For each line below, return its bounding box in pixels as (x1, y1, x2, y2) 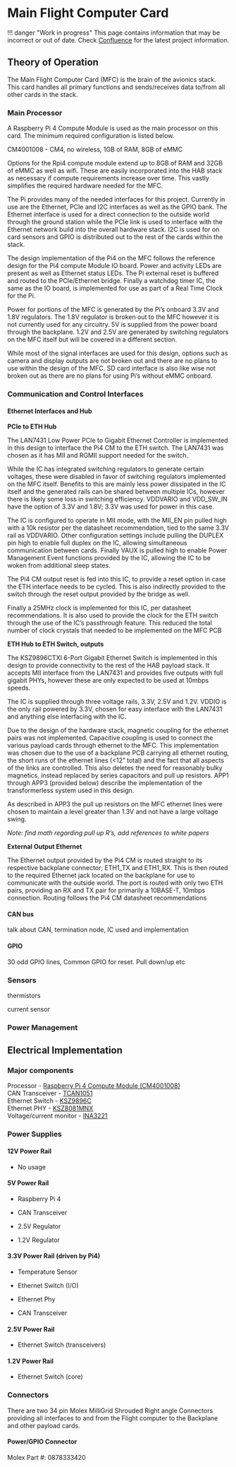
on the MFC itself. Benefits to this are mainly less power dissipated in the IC (7, 480, 227, 489)
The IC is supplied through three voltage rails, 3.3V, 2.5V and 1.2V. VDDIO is (7, 697, 227, 706)
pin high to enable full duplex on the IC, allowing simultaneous (7, 539, 188, 547)
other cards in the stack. (7, 90, 78, 98)
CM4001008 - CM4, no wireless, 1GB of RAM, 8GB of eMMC (7, 145, 183, 153)
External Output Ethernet (7, 842, 82, 851)
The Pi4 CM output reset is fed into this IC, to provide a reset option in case (7, 575, 226, 584)
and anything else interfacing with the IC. (7, 712, 127, 721)
